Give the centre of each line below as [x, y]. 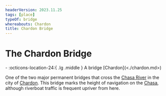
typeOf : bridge [21, 19]
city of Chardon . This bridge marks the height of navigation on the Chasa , [82, 83]
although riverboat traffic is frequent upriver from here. [63, 88]
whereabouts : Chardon [28, 24]
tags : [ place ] [20, 15]
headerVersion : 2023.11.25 [34, 10]
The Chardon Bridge [49, 54]
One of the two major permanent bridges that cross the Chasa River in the [82, 78]
